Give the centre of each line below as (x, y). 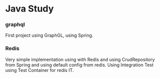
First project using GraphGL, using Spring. (49, 35)
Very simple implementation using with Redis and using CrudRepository (80, 59)
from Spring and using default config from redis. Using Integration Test (79, 65)
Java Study (30, 9)
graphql (15, 25)
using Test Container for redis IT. (40, 70)
